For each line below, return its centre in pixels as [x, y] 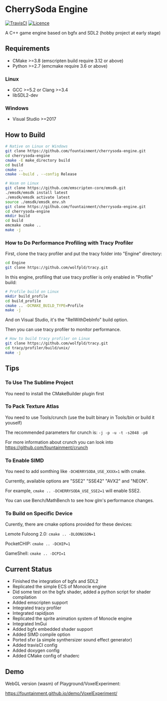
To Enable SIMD [24, 460]
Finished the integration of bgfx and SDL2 [55, 581]
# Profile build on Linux [32, 292]
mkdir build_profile [27, 296]
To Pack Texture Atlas [32, 406]
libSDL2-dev [25, 95]
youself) [14, 422]
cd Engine [15, 263]
